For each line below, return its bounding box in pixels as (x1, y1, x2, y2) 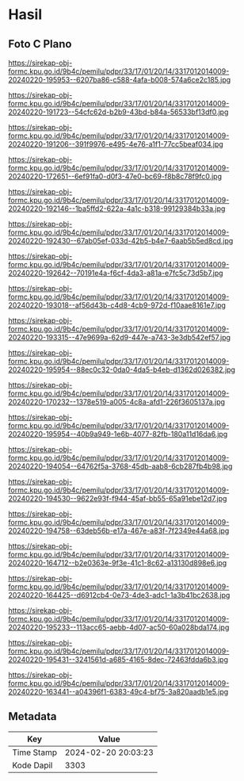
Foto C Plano (8, 37, 72, 51)
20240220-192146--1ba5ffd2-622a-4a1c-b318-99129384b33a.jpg (8, 204, 226, 213)
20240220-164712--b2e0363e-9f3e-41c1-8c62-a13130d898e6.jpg (8, 558, 227, 568)
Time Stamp (12, 747, 58, 758)
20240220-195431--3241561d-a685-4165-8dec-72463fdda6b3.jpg (8, 655, 228, 664)
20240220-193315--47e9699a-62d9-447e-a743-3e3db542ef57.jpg (8, 333, 231, 342)
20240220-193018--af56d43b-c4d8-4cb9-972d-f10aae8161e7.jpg (8, 301, 226, 310)
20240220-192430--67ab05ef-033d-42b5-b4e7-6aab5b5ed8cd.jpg (8, 236, 234, 245)
